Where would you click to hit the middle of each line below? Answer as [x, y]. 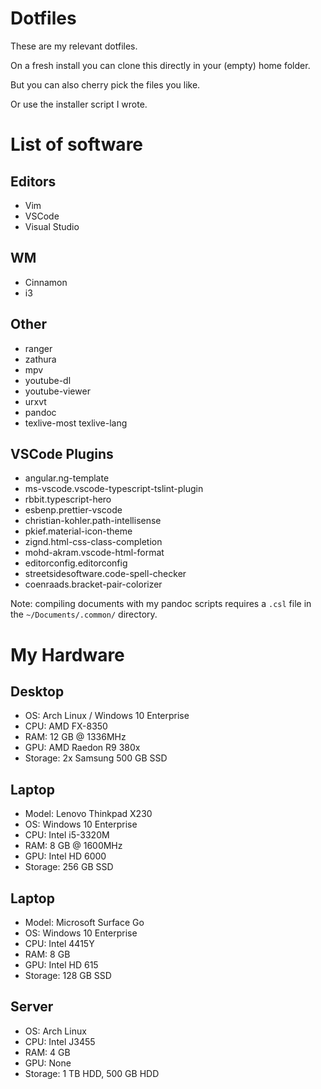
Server [32, 1007]
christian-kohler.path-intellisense [93, 521]
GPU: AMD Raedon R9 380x [82, 748]
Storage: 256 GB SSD [69, 867]
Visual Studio [52, 226]
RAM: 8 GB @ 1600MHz [73, 846]
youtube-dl [48, 380]
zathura [40, 359]
